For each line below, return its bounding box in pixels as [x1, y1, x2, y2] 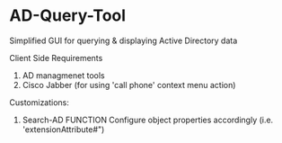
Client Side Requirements [9, 52, 103, 63]
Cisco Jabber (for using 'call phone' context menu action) [22, 79, 236, 90]
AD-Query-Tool [9, 5, 127, 26]
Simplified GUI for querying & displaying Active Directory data [9, 35, 238, 46]
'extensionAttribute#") [22, 123, 105, 135]
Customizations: [9, 96, 70, 108]
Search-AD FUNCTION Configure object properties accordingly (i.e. [22, 114, 274, 125]
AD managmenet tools [22, 69, 105, 81]
